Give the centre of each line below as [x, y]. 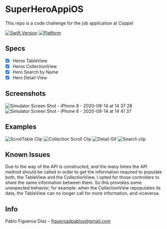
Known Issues [28, 155]
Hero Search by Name [35, 72]
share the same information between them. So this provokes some [73, 183]
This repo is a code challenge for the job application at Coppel [69, 23]
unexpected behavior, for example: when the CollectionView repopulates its [83, 188]
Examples [21, 127]
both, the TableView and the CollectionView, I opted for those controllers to [82, 177]
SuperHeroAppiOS [44, 9]
